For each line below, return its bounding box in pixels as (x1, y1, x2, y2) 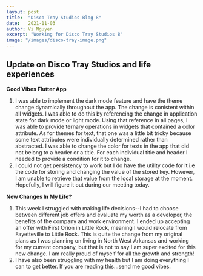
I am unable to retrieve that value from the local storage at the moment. (15, 174, 193, 182)
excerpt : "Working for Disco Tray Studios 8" (6, 32, 123, 38)
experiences (6, 69, 55, 80)
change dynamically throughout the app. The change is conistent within (15, 103, 195, 111)
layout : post (6, 9, 39, 15)
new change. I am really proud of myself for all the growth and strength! (15, 250, 195, 257)
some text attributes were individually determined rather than (15, 136, 168, 143)
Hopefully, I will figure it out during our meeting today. (15, 181, 150, 188)
